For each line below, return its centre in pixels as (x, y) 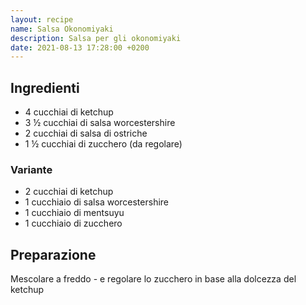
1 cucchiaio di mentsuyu (74, 213)
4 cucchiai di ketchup (69, 112)
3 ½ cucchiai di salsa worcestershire (100, 123)
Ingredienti (45, 87)
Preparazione (53, 254)
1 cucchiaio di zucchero (73, 223)
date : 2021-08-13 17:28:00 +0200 (80, 47)
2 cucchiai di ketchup (69, 192)
